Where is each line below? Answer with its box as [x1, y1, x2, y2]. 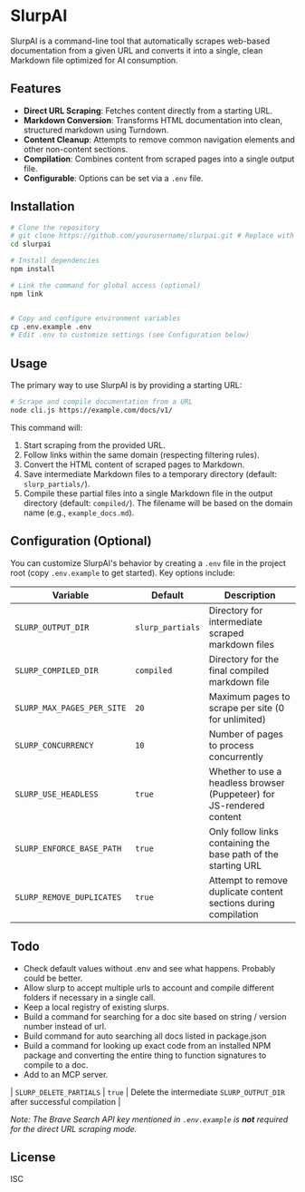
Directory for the [208, 652, 280, 665]
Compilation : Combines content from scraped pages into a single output [23, 153, 295, 164]
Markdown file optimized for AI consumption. [10, 54, 179, 65]
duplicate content [208, 885, 284, 898]
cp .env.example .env [10, 322, 92, 331]
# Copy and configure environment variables [10, 314, 181, 323]
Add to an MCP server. [23, 1069, 109, 1080]
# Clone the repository [10, 223, 100, 232]
